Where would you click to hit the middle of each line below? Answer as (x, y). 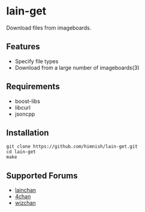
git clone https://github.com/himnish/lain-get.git (72, 147)
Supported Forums (42, 176)
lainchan (25, 190)
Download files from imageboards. (49, 28)
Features (23, 47)
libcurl (23, 107)
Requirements (33, 86)
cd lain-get (21, 152)
